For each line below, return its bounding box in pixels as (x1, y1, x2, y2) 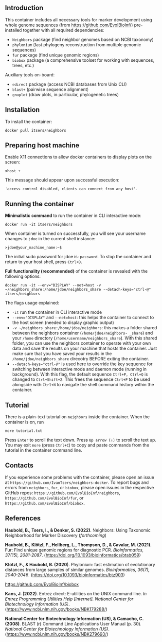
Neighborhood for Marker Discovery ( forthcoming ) (5, 532, 107, 538)
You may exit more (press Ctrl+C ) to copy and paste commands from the (5, 442, 149, 448)
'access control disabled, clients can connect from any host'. (5, 187, 138, 192)
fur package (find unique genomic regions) (12, 52, 99, 58)
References (5, 514, 41, 522)
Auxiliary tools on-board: (5, 71, 55, 77)
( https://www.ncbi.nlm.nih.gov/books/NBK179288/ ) (5, 606, 108, 612)
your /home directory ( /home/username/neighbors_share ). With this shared (12, 335, 158, 341)
